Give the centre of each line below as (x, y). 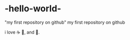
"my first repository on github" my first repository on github (65, 22)
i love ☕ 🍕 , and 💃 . (22, 32)
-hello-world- (33, 9)
